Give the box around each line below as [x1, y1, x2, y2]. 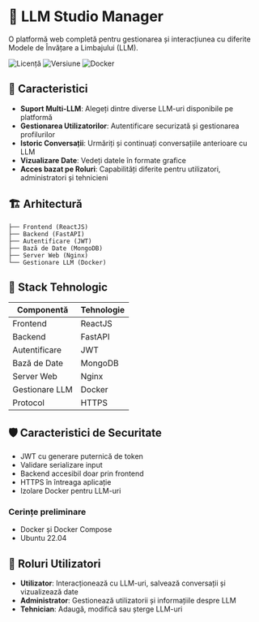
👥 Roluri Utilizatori [8, 556, 101, 571]
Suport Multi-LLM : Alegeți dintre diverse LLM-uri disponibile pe [19, 103, 233, 113]
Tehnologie [80, 305, 125, 316]
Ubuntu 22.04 [19, 533, 67, 543]
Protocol [12, 397, 45, 408]
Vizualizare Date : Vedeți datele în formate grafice [19, 155, 186, 165]
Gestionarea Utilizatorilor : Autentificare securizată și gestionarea [19, 121, 240, 131]
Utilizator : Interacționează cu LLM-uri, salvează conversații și [19, 578, 227, 588]
